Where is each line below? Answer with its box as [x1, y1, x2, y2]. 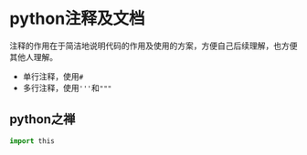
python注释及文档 [9, 8, 145, 29]
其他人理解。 [9, 51, 58, 62]
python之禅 [9, 111, 76, 128]
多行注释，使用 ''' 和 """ [22, 82, 112, 93]
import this [9, 136, 55, 146]
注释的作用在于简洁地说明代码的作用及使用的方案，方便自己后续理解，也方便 [9, 40, 298, 51]
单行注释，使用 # [22, 70, 84, 82]
